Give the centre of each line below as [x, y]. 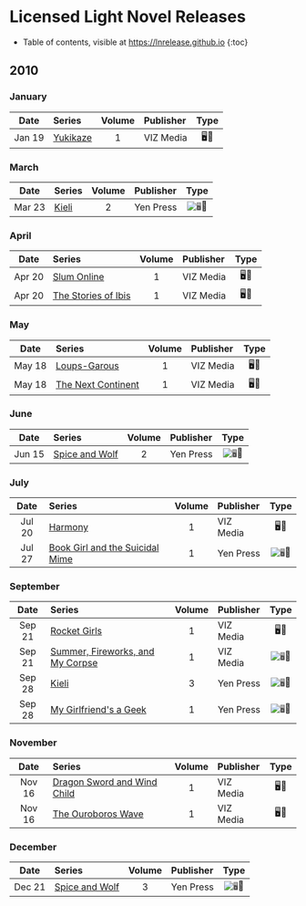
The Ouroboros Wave [98, 814]
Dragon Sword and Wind [105, 782]
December [33, 847]
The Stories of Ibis [92, 296]
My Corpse [74, 663]
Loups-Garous [88, 366]
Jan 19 [29, 138]
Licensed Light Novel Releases [127, 17]
